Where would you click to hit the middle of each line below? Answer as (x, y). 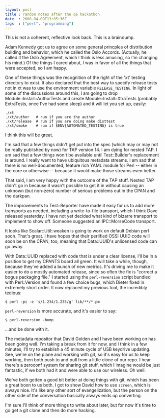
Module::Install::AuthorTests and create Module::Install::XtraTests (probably (81, 99)
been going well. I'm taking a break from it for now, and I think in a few (76, 344)
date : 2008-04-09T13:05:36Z (36, 19)
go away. (14, 247)
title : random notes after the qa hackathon (52, 14)
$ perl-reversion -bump (29, 320)
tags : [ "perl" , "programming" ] (39, 23)
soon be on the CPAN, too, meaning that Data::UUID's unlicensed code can (81, 241)
